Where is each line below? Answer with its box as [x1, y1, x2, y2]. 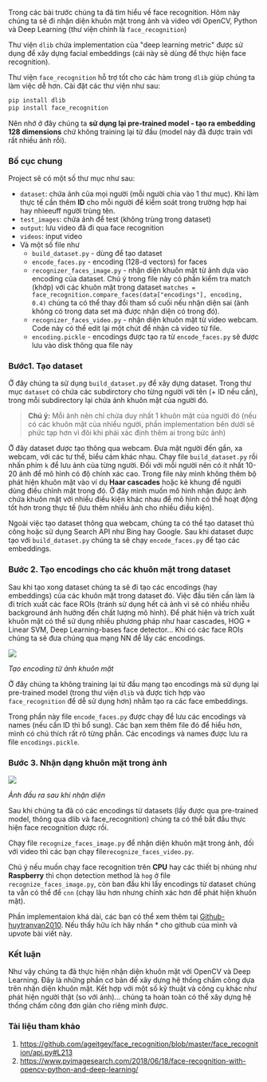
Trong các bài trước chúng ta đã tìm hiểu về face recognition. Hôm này [8, 8, 241, 17]
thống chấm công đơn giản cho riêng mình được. [8, 1000, 169, 1011]
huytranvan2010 [8, 920, 61, 929]
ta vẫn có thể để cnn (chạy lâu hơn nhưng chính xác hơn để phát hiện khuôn [8, 888, 257, 897]
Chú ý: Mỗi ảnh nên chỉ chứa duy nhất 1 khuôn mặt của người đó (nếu [27, 411, 257, 421]
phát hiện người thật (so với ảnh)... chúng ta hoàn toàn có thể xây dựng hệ [8, 992, 252, 1002]
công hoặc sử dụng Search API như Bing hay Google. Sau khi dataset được [8, 527, 254, 537]
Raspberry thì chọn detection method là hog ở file [8, 870, 171, 880]
